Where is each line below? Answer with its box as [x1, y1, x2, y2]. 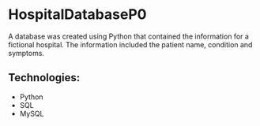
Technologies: [8, 71, 81, 84]
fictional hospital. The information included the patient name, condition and [8, 39, 253, 49]
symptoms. [8, 48, 45, 57]
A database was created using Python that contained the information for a [8, 31, 249, 41]
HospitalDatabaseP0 [8, 6, 147, 24]
